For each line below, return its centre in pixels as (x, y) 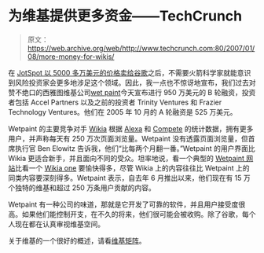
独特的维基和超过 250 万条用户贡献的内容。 (85, 187)
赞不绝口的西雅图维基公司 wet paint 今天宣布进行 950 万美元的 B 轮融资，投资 (132, 92)
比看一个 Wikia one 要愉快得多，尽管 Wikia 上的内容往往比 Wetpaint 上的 (132, 168)
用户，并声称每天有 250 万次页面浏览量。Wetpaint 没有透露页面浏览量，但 (128, 138)
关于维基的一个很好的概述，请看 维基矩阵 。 (77, 240)
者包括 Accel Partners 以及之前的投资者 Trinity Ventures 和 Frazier (115, 102)
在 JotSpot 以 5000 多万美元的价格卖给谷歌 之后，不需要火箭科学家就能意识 (130, 72)
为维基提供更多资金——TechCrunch (125, 16)
